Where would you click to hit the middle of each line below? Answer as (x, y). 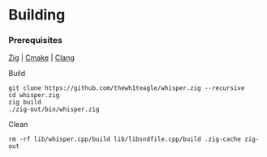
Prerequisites (35, 40)
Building (37, 15)
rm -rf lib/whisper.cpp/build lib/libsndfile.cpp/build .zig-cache (125, 139)
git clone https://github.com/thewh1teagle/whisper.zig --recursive (127, 88)
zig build (25, 103)
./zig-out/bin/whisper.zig (54, 110)
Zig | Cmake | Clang (42, 57)
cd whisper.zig (34, 95)
